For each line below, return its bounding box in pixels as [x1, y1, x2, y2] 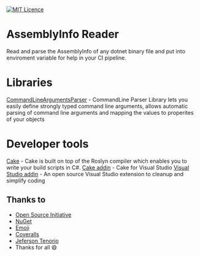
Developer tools [6, 137, 89, 151]
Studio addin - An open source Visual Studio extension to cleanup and [6, 170, 184, 177]
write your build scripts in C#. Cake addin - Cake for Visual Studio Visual [6, 163, 190, 171]
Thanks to [6, 195, 46, 205]
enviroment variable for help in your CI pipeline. [6, 54, 127, 61]
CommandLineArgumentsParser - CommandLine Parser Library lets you [6, 96, 188, 103]
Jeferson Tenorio [15, 237, 60, 244]
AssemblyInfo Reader [6, 28, 120, 41]
